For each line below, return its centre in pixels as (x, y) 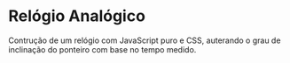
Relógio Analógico (77, 16)
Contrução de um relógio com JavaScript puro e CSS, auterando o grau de (145, 40)
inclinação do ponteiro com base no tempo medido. (102, 49)
